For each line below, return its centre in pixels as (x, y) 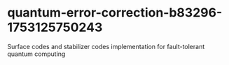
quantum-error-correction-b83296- (115, 13)
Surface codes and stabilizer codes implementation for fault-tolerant (106, 46)
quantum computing (36, 54)
